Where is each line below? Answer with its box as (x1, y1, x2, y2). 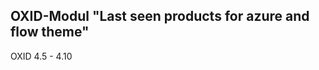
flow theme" (10, 24, 90, 41)
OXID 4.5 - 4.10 (10, 50, 73, 62)
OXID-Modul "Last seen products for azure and (10, 8, 310, 25)
